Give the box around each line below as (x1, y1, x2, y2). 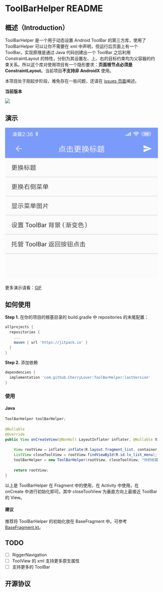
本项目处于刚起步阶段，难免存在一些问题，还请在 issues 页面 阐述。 (5, 78, 139, 84)
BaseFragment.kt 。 (5, 524, 44, 530)
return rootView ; (14, 468, 49, 473)
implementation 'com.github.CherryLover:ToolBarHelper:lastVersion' (9, 375, 151, 380)
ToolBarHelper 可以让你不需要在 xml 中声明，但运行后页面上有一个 (5, 43, 138, 49)
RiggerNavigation (12, 552, 47, 557)
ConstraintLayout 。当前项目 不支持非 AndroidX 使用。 (5, 68, 114, 74)
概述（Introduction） (5, 23, 69, 32)
